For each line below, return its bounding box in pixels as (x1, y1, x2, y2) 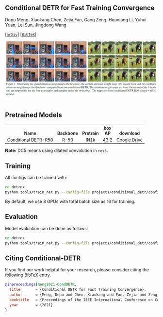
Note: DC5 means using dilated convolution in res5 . (5, 148, 108, 153)
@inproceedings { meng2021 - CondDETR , (5, 282, 77, 287)
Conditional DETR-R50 (7, 137, 53, 143)
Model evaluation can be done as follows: (5, 225, 88, 231)
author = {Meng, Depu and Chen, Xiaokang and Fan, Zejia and (9, 292, 147, 298)
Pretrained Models (5, 111, 62, 119)
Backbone (57, 130, 79, 136)
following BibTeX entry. (5, 272, 51, 278)
